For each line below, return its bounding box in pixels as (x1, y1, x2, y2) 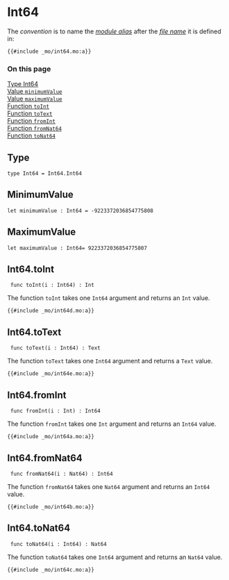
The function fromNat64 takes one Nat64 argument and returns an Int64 (7, 482, 210, 490)
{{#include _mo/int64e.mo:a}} (7, 370, 95, 377)
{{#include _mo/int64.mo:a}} (7, 48, 92, 55)
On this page (7, 64, 51, 74)
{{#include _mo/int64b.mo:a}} (7, 503, 95, 511)
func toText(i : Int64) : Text (10, 345, 101, 351)
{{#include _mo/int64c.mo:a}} (7, 566, 95, 573)
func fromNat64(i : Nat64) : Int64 (10, 470, 113, 477)
